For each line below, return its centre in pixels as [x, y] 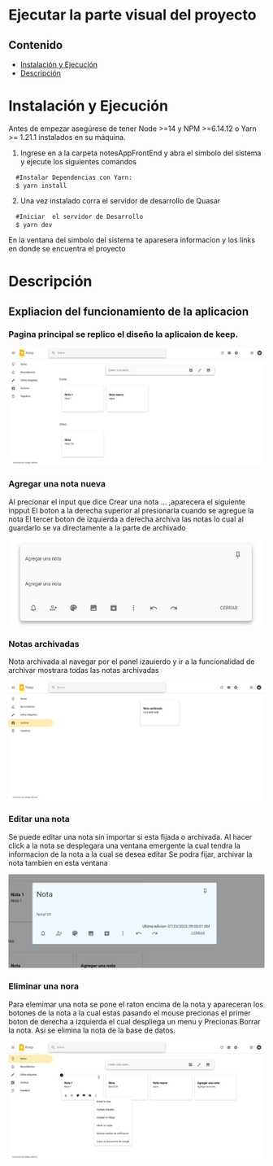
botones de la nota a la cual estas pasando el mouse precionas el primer [130, 1013]
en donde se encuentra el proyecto [67, 248]
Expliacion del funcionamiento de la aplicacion [129, 311]
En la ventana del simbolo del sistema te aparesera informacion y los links [132, 240]
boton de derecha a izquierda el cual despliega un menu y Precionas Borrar [135, 1021]
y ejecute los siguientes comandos [78, 161]
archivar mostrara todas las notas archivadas [84, 670]
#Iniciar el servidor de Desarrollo [80, 216]
